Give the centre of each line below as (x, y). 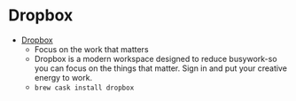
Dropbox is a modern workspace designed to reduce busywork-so (156, 58)
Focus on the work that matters (91, 49)
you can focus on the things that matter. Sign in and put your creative (160, 68)
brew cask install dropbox (84, 88)
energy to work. (63, 77)
